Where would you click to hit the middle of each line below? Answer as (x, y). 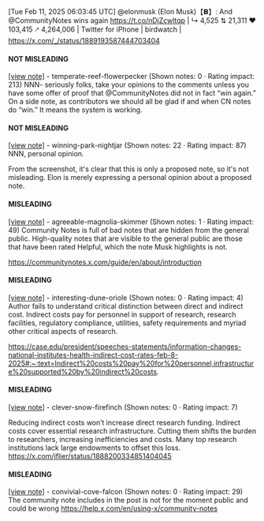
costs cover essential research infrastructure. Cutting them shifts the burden (132, 431)
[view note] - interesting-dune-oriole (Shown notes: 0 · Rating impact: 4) (126, 298)
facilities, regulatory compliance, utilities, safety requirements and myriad (127, 323)
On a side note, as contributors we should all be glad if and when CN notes (130, 102)
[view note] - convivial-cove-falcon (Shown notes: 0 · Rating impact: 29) (126, 492)
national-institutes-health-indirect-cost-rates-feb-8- (93, 354)
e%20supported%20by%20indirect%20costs (83, 371)
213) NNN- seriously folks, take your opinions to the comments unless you (129, 84)
